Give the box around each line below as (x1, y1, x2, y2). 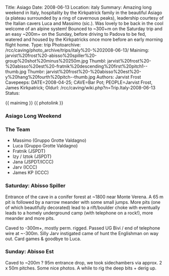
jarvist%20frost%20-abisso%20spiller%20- (5, 52, 97, 59)
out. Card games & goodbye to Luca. (5, 236, 81, 242)
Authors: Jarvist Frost (96, 74, 141, 80)
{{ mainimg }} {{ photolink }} (5, 100, 64, 105)
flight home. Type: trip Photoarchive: (5, 42, 81, 47)
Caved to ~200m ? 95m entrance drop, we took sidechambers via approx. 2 (5, 259, 162, 265)
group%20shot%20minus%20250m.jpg (5, 58, 88, 64)
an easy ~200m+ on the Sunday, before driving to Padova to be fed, (5, 31, 146, 37)
